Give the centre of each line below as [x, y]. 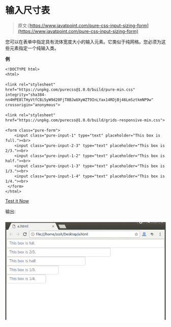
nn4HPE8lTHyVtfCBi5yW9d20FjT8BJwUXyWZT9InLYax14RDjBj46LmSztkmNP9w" [79, 100]
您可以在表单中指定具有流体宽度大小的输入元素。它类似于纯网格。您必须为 [83, 42]
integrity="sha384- [26, 95]
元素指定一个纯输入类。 [34, 48]
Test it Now [17, 201]
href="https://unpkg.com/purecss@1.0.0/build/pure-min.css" [70, 90]
